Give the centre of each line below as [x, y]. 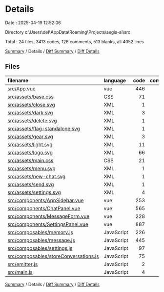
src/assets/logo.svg [30, 152]
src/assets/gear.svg [31, 136]
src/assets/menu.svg [32, 168]
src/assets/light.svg [30, 144]
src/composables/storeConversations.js [53, 256]
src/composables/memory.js [40, 232]
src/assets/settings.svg [34, 192]
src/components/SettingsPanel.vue [48, 224]
